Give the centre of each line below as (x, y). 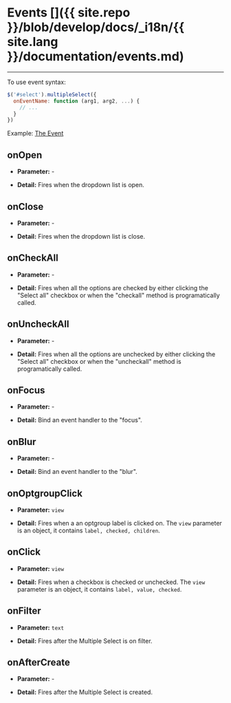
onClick (24, 552)
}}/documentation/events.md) (96, 57)
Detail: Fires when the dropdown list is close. (81, 236)
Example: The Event (35, 133)
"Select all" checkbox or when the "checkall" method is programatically (118, 295)
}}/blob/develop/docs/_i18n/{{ (96, 27)
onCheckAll (33, 258)
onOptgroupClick (45, 493)
